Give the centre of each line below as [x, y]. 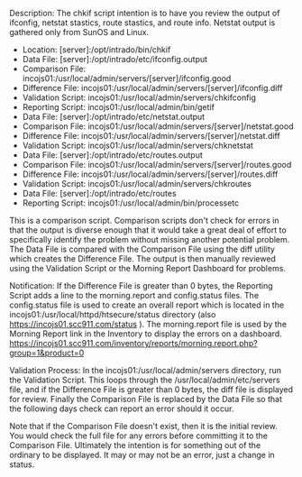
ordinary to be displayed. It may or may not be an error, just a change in [142, 455]
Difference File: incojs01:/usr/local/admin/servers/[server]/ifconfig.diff [152, 88]
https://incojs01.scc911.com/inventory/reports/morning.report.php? [134, 343]
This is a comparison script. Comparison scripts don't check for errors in [144, 220]
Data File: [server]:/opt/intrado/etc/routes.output [112, 155]
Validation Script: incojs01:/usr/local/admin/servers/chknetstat [138, 145]
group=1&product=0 [47, 353]
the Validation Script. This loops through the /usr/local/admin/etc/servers [145, 380]
